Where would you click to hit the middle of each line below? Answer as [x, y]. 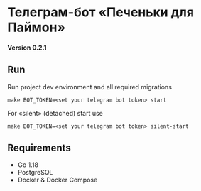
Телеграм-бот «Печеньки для [101, 12]
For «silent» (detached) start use [55, 113]
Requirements [39, 147]
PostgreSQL [35, 173]
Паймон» [37, 27]
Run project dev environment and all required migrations [90, 87]
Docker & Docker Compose [58, 180]
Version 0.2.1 [27, 48]
